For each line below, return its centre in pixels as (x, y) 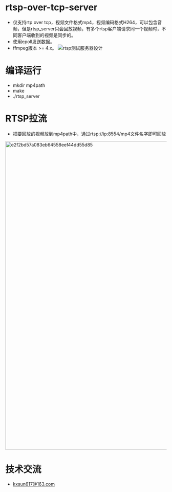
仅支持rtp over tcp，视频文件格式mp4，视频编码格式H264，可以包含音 (87, 22)
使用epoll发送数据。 (34, 41)
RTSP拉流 (26, 119)
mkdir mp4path (29, 85)
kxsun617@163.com (34, 484)
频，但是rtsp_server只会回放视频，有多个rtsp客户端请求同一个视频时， (87, 29)
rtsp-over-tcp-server (51, 7)
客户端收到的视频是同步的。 (46, 35)
